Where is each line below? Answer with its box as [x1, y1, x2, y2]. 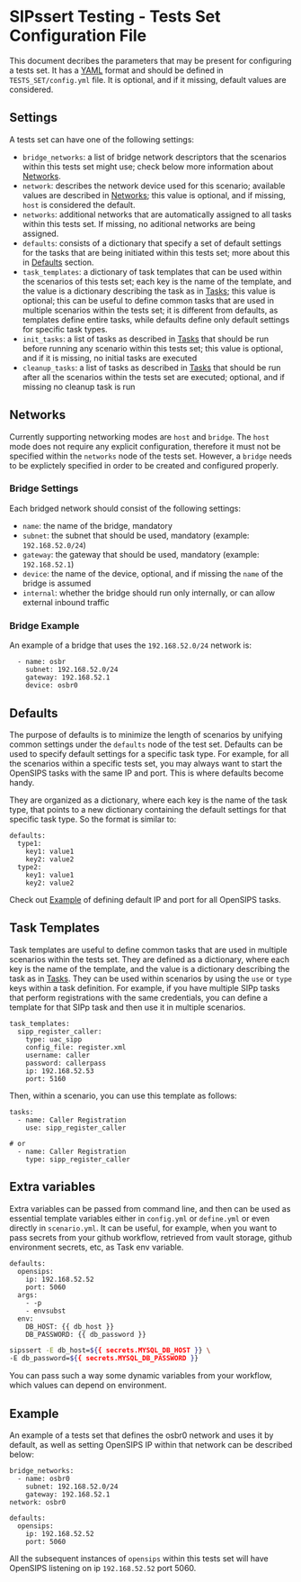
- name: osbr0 [17, 1475, 70, 1484]
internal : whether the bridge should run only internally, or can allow [22, 587, 276, 598]
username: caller [25, 1050, 91, 1059]
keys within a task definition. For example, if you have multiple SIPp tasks [9, 982, 280, 993]
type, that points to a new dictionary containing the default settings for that [9, 804, 287, 814]
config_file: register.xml [25, 1042, 127, 1051]
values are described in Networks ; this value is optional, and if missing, [22, 189, 286, 200]
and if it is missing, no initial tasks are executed [22, 352, 198, 363]
